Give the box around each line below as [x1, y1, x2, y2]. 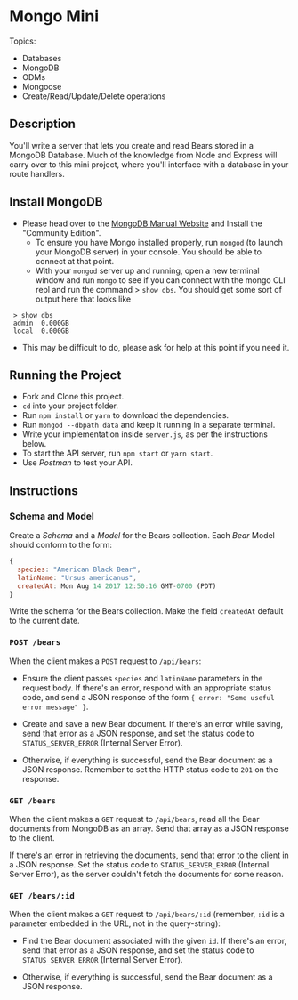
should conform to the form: [9, 540, 113, 551]
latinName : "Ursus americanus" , [17, 573, 138, 582]
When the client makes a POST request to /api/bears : [9, 656, 202, 666]
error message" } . [21, 701, 89, 712]
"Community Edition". [21, 227, 101, 238]
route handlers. [9, 168, 65, 179]
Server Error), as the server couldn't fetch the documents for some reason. [9, 869, 285, 880]
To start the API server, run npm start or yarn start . [21, 448, 213, 459]
